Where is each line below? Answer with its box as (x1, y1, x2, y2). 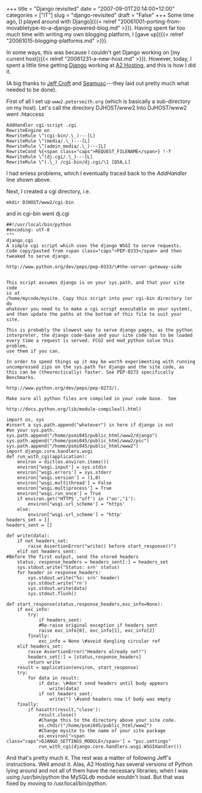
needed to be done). (6, 86, 57, 93)
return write (28, 659, 61, 665)
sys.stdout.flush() (28, 591, 77, 597)
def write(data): (6, 533, 50, 539)
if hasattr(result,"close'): (28, 707, 101, 713)
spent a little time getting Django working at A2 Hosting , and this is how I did (6, 61, 196, 69)
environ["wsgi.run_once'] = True (17, 491, 101, 497)
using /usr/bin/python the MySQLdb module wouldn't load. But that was (6, 774, 185, 780)
